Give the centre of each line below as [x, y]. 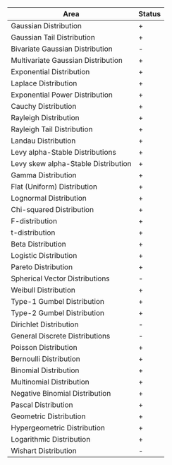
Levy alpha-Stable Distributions [63, 152]
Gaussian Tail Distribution [53, 37]
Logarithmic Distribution [51, 439]
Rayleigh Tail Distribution [52, 129]
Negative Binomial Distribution [61, 393]
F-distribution [34, 221]
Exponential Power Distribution [62, 95]
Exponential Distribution [50, 72]
